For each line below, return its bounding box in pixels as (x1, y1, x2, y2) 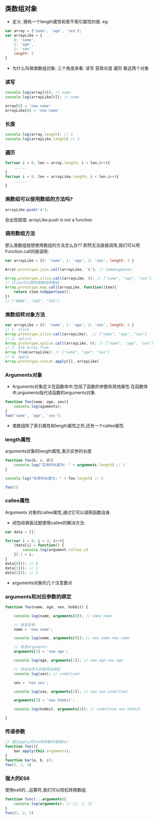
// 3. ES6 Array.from (5, 345, 49, 350)
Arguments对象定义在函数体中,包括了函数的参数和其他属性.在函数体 (12, 384, 148, 390)
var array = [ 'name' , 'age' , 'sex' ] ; (5, 28, 82, 33)
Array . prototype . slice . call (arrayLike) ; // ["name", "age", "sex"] (5, 331, 147, 337)
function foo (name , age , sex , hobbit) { (5, 604, 89, 609)
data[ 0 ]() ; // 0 (5, 561, 38, 566)
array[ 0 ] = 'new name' (5, 103, 51, 108)
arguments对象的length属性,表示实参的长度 (5, 448, 92, 454)
